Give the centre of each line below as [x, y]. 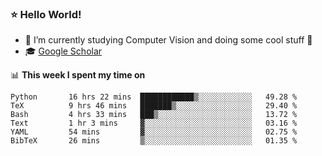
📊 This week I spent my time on [78, 75]
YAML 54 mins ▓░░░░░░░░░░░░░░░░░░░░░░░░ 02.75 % [154, 132]
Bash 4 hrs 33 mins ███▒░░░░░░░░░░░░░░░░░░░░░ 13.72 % [154, 115]
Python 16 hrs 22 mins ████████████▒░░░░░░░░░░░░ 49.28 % [154, 97]
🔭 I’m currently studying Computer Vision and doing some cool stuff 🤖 [168, 40]
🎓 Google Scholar [63, 51]
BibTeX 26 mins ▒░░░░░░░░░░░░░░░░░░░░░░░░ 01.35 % [154, 141]
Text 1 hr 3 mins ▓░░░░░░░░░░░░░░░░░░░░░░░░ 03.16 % [154, 123]
